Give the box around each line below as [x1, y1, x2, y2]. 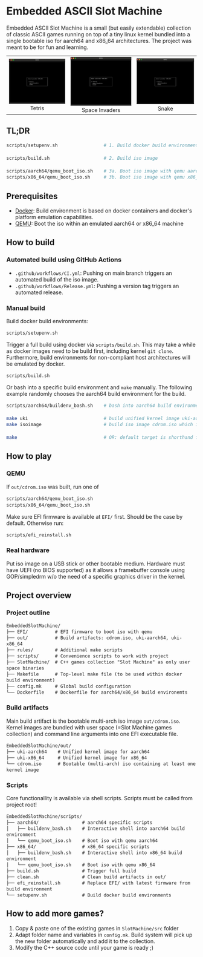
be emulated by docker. [6, 360, 65, 367]
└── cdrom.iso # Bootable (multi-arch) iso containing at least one [6, 761, 196, 767]
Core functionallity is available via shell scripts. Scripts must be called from [6, 794, 193, 801]
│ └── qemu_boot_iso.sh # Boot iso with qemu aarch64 [6, 837, 158, 844]
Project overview [6, 590, 72, 600]
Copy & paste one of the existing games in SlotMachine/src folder [14, 924, 179, 932]
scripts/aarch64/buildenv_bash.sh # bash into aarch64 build [6, 403, 172, 409]
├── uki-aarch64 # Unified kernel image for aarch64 [6, 749, 150, 755]
